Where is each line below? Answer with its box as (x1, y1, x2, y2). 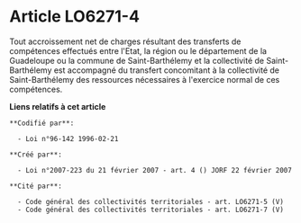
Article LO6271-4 (9, 6, 140, 27)
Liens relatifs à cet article (9, 101, 106, 111)
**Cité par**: (9, 182, 63, 191)
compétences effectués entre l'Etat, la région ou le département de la (9, 45, 268, 56)
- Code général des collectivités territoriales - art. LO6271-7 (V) (17, 205, 284, 214)
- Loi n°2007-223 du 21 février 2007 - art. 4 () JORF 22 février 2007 (17, 165, 293, 174)
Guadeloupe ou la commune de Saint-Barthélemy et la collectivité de (9, 55, 265, 66)
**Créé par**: (9, 150, 63, 159)
